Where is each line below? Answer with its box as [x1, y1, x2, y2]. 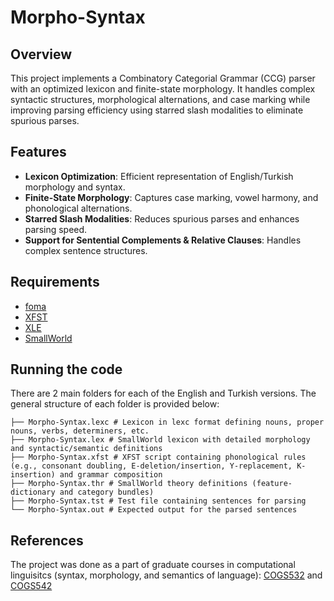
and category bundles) [59, 487, 155, 498]
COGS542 [10, 580, 53, 592]
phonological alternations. [24, 202, 133, 214]
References [10, 532, 84, 549]
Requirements [10, 274, 100, 291]
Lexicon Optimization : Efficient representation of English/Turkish [24, 170, 294, 182]
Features [10, 144, 67, 161]
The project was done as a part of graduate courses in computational [10, 559, 296, 571]
